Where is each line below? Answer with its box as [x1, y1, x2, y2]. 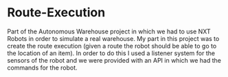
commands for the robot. [7, 63, 78, 72]
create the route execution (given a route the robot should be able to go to [7, 42, 217, 50]
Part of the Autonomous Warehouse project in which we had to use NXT [7, 27, 211, 35]
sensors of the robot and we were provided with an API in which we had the [7, 56, 222, 64]
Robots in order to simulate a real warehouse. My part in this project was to [7, 34, 220, 42]
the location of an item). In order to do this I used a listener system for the [7, 49, 215, 57]
